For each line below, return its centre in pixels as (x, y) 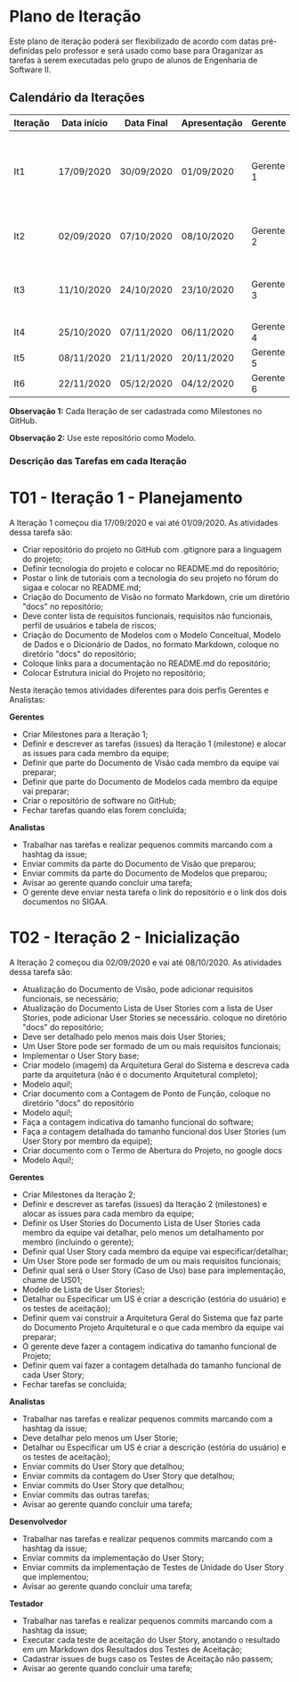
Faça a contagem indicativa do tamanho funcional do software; (137, 1121)
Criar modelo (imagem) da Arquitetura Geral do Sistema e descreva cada (156, 1065)
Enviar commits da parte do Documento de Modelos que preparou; (145, 873)
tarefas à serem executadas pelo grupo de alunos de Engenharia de (133, 60)
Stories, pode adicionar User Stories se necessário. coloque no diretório (154, 1017)
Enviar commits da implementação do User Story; (113, 1557)
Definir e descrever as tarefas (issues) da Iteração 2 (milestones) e (145, 1203)
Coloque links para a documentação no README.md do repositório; (146, 663)
